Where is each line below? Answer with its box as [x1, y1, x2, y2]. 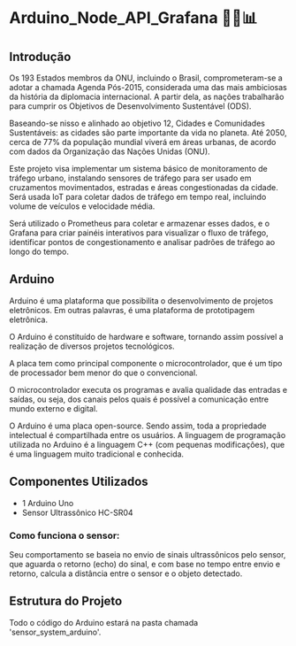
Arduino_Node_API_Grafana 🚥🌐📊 [9, 8, 258, 28]
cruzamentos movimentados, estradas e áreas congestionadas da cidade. [9, 182, 278, 192]
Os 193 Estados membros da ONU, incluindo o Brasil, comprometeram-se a [9, 73, 283, 83]
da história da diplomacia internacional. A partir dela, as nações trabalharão [9, 91, 285, 102]
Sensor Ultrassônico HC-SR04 [21, 507, 134, 518]
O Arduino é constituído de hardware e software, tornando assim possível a [9, 331, 285, 342]
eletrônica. [9, 314, 49, 325]
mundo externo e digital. [9, 403, 99, 413]
